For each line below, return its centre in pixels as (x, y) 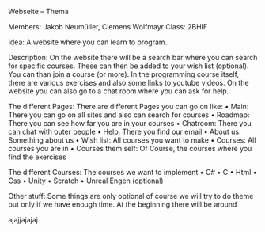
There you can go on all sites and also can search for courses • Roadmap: (129, 115)
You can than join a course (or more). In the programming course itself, (124, 74)
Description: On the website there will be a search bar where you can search (133, 57)
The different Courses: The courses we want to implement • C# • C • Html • (132, 172)
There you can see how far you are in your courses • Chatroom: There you (130, 123)
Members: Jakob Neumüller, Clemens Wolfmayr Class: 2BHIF (108, 27)
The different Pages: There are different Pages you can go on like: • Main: (129, 106)
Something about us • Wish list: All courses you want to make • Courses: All (132, 140)
